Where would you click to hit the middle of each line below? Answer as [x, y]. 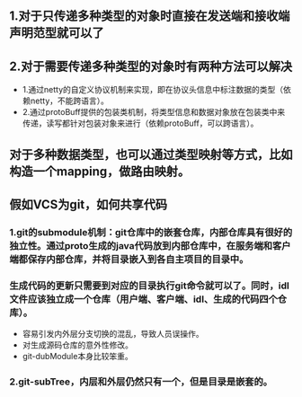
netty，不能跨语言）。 [70, 101]
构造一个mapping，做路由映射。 [100, 171]
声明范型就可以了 [57, 33]
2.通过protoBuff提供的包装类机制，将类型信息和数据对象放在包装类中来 [154, 112]
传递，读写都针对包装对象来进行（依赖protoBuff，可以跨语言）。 [140, 123]
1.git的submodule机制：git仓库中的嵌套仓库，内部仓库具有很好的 [151, 232]
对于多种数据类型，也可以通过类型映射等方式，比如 [151, 154]
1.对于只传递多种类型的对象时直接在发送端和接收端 [150, 16]
